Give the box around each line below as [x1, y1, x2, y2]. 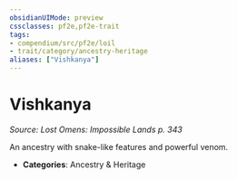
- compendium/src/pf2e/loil [9, 38, 116, 48]
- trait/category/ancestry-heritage [9, 47, 148, 56]
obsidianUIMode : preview [9, 13, 104, 23]
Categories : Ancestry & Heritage [22, 159, 146, 170]
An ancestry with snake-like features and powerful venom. [9, 141, 229, 152]
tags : [9, 30, 30, 39]
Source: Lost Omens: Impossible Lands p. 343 [9, 124, 183, 135]
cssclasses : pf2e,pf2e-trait [9, 22, 120, 31]
